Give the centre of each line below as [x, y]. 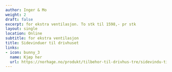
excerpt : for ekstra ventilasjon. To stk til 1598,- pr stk [71, 24]
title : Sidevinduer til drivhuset [42, 43]
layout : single [21, 29]
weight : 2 [16, 15]
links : [12, 48]
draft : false [19, 19]
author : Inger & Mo [26, 10]
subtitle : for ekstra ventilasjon [42, 39]
